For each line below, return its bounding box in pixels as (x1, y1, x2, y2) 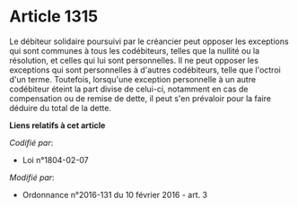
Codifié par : (9, 137, 54, 148)
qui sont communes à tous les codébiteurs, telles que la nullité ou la (9, 45, 260, 56)
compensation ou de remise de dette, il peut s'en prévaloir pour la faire (9, 92, 272, 104)
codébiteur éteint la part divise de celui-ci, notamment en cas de (9, 83, 249, 94)
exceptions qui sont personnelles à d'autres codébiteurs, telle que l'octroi (9, 65, 281, 75)
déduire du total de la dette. (9, 102, 112, 113)
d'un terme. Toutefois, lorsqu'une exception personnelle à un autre (9, 73, 257, 84)
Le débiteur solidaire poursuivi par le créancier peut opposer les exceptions (9, 36, 289, 47)
